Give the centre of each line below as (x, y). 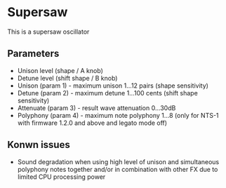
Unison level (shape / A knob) (60, 70)
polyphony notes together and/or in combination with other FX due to (118, 169)
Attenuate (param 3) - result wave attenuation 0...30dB (97, 108)
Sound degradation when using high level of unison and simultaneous (118, 161)
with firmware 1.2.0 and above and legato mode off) (92, 123)
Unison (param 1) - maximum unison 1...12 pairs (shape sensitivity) (113, 86)
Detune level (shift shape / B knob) (67, 78)
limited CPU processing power (61, 177)
